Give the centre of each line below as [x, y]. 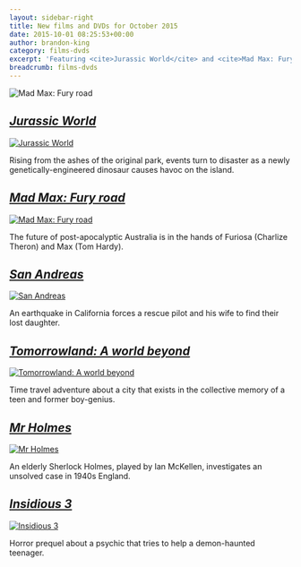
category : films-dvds [50, 51]
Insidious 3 [41, 504]
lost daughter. [35, 322]
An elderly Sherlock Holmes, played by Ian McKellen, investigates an [136, 466]
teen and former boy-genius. [62, 399]
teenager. [27, 553]
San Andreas [47, 274]
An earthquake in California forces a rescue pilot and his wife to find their [144, 314]
